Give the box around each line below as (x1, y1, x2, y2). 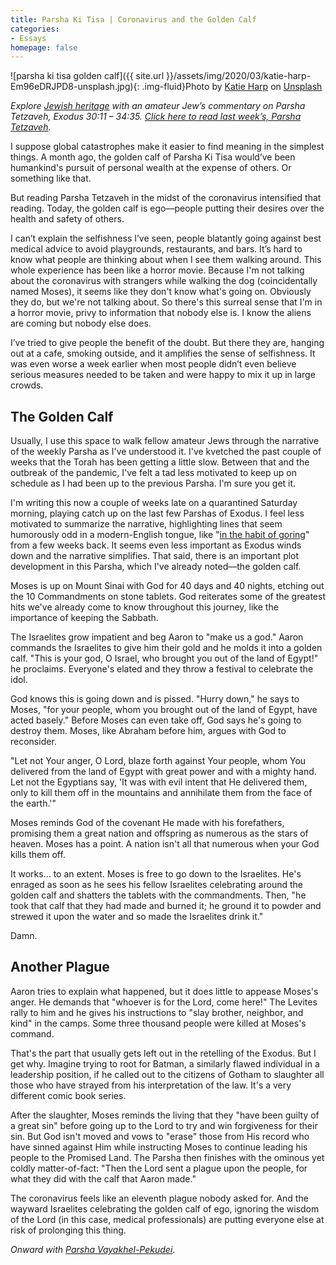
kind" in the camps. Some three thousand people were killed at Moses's (10, 1017, 307, 1029)
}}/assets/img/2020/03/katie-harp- (166, 70, 312, 82)
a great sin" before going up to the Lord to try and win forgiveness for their (10, 1119, 318, 1131)
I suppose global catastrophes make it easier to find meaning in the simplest (10, 141, 325, 153)
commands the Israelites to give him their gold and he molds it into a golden (10, 642, 323, 654)
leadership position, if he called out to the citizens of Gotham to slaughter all (10, 1068, 325, 1080)
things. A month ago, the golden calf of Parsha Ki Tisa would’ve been (10, 151, 296, 163)
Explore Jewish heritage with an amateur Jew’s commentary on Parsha (10, 100, 306, 112)
